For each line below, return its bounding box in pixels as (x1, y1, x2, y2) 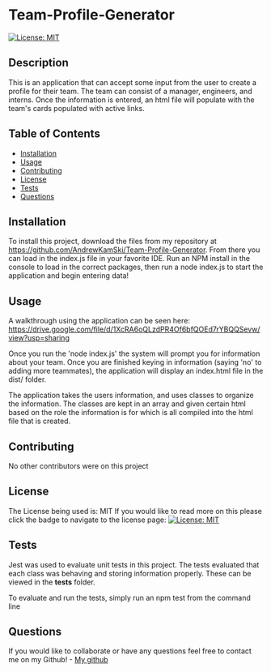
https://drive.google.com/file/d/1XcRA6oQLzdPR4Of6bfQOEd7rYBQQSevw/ (8, 324, 260, 334)
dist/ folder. (8, 375, 47, 384)
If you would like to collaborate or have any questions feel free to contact (8, 646, 252, 656)
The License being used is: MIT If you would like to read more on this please (8, 506, 263, 516)
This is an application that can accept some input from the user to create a (8, 77, 257, 87)
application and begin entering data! (8, 271, 129, 280)
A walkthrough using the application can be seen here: (8, 316, 191, 326)
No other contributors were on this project (8, 461, 149, 471)
